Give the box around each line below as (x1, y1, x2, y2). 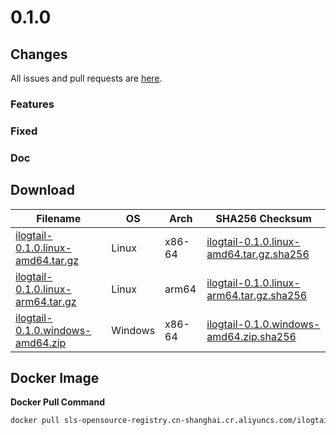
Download (10, 182, 75, 199)
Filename (36, 211, 82, 225)
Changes (10, 46, 68, 63)
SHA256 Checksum (215, 211, 312, 225)
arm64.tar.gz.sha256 (206, 288, 308, 302)
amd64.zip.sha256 (206, 329, 297, 343)
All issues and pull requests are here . (10, 72, 163, 84)
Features (10, 97, 55, 111)
